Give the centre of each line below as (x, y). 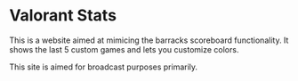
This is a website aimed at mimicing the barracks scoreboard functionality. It (149, 40)
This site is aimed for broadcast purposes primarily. (104, 67)
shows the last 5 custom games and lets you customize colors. (124, 49)
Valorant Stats (63, 16)
